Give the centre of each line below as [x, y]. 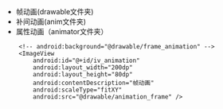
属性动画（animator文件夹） [62, 31]
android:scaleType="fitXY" [78, 90]
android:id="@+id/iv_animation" [87, 60]
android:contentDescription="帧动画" [94, 83]
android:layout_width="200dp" [83, 68]
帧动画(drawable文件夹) [55, 12]
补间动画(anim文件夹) [51, 21]
